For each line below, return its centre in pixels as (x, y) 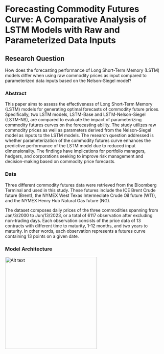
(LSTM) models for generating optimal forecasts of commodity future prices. (82, 109)
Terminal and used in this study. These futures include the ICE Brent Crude (80, 190)
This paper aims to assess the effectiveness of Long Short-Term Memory (79, 104)
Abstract (16, 93)
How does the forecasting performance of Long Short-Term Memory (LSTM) (82, 70)
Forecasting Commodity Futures (72, 9)
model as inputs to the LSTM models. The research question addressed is (80, 136)
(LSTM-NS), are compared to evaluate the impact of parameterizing (73, 120)
